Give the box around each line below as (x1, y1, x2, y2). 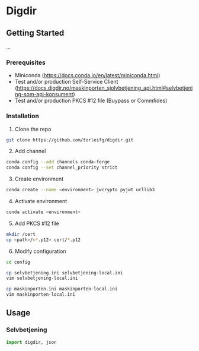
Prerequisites (6, 58, 46, 67)
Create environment (14, 175, 64, 182)
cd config (6, 259, 31, 265)
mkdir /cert (6, 231, 36, 237)
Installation (6, 112, 40, 120)
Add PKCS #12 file (14, 220, 59, 227)
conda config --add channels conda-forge (6, 159, 110, 165)
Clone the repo (14, 125, 52, 132)
